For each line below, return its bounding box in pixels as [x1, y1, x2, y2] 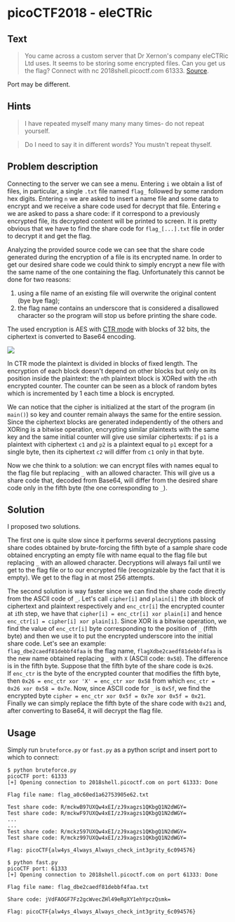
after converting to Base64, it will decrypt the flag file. [7, 707, 163, 715]
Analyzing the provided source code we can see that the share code [7, 245, 205, 254]
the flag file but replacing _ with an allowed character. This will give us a [7, 468, 215, 477]
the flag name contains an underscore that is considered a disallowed [17, 304, 219, 312]
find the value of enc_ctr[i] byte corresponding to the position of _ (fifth [7, 625, 217, 633]
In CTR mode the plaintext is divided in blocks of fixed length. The [7, 359, 198, 367]
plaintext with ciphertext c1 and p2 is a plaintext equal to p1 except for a [7, 440, 213, 448]
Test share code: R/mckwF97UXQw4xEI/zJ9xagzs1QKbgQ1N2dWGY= [7, 810, 187, 817]
